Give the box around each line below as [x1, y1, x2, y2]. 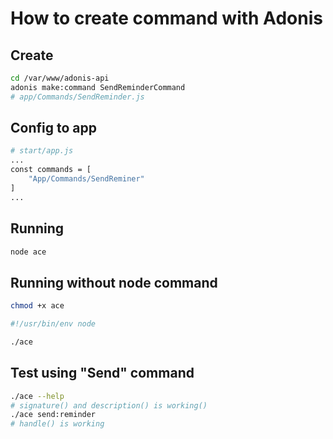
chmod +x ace [10, 301, 65, 311]
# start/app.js [10, 146, 74, 156]
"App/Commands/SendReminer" [28, 174, 145, 184]
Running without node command [10, 274, 218, 291]
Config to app [10, 120, 97, 137]
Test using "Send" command [10, 365, 195, 382]
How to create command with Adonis [10, 7, 323, 30]
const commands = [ [10, 165, 92, 175]
